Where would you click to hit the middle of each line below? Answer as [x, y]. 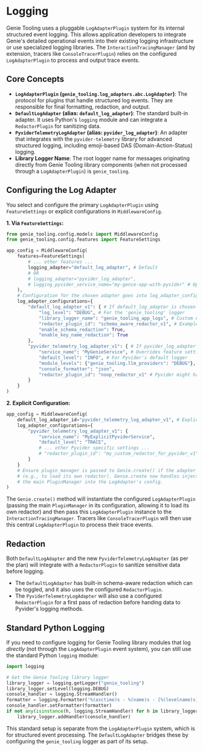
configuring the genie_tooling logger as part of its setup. [77, 741]
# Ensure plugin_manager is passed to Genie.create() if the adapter [107, 470]
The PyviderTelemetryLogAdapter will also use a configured [88, 596]
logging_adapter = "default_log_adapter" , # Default [93, 267]
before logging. [25, 572]
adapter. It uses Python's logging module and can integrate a [91, 119]
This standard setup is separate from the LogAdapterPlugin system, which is [101, 728]
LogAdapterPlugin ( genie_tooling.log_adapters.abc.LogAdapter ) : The [101, 94]
